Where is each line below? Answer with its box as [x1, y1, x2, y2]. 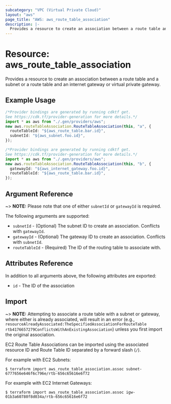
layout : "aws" [5, 12, 36, 17]
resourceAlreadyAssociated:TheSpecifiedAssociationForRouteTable [5, 322, 147, 327]
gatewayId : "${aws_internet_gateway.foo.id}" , [10, 166, 110, 171]
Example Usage [5, 96, 56, 105]
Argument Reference [5, 189, 73, 198]
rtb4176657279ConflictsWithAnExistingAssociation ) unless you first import [5, 326, 162, 332]
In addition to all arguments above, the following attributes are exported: [5, 273, 157, 279]
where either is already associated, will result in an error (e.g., [5, 316, 135, 322]
